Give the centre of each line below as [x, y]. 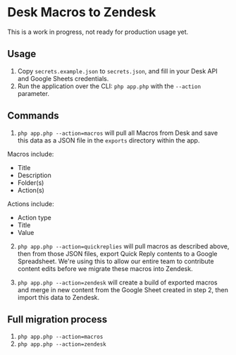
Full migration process [57, 319]
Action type [34, 217]
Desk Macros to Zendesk [82, 12]
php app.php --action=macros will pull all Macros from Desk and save [118, 133]
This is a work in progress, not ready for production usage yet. [98, 32]
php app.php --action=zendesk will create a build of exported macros [117, 282]
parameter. [33, 93]
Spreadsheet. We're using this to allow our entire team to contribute [116, 261]
